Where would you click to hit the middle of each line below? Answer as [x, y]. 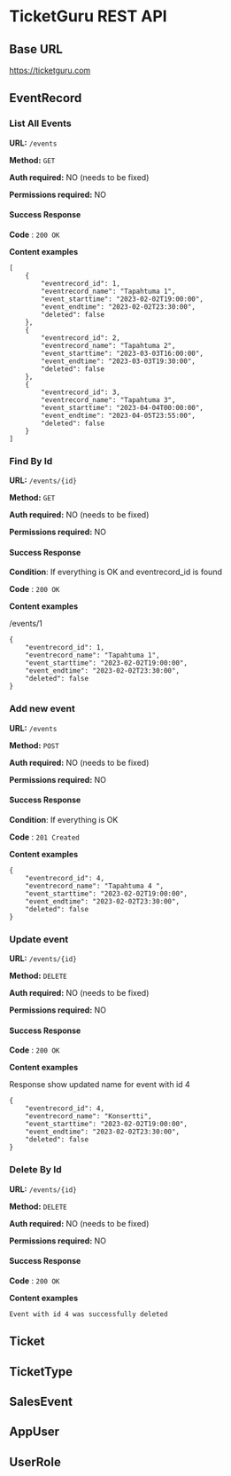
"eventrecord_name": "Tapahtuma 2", [108, 345]
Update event [39, 939]
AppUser [35, 1432]
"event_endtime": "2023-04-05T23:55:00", [119, 415]
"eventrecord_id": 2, [81, 338]
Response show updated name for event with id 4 [100, 1085]
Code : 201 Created [44, 837]
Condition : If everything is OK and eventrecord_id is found [116, 572]
